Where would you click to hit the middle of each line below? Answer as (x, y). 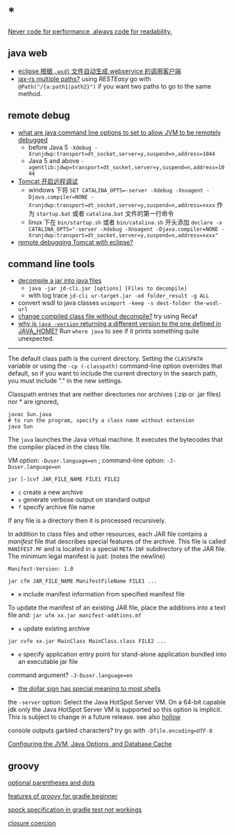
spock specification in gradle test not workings (75, 810)
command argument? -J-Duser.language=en (70, 675)
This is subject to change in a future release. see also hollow (94, 717)
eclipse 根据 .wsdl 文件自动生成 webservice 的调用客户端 (99, 71)
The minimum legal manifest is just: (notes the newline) (87, 556)
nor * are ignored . (33, 402)
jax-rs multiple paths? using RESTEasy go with (84, 79)
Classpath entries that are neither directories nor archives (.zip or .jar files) (115, 394)
